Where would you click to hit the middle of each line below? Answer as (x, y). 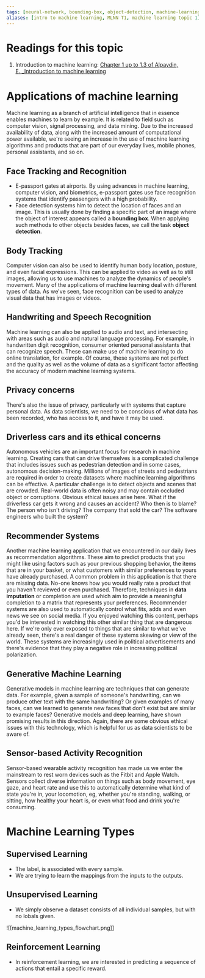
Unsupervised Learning (52, 895)
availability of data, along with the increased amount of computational (94, 133)
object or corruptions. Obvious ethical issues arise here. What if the (91, 497)
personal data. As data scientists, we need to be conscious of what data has (102, 411)
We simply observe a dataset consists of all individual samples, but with (106, 909)
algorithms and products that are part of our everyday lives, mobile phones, (101, 146)
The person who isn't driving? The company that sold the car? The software (102, 510)
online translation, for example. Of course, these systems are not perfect (98, 358)
